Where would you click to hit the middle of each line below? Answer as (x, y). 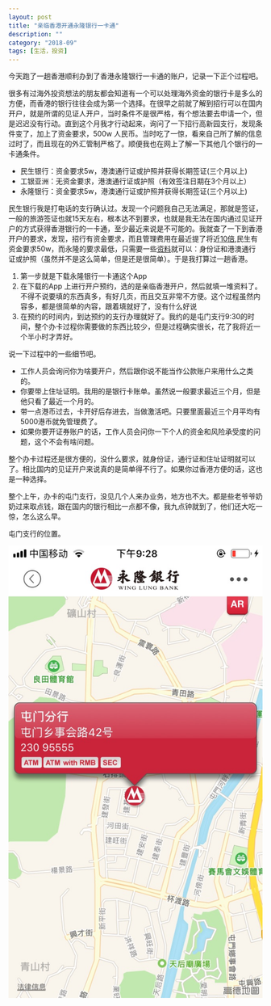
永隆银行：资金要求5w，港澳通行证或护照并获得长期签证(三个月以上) (133, 192)
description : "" (35, 34)
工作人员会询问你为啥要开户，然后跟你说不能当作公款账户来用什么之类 (137, 371)
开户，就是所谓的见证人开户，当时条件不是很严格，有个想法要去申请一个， (132, 114)
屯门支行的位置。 (37, 534)
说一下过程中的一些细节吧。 (54, 354)
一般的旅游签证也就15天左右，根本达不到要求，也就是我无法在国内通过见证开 (135, 219)
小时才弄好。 (56, 337)
